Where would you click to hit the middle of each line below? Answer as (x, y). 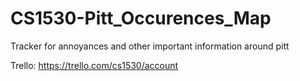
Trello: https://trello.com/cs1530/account (94, 65)
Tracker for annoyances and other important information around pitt (150, 46)
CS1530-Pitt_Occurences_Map (141, 18)
